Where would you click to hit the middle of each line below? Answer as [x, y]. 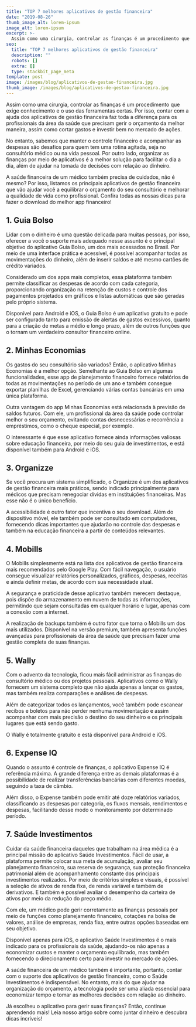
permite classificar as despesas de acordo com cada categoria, [83, 283]
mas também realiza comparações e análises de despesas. [77, 693]
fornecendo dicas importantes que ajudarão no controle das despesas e [93, 525]
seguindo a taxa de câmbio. [39, 785]
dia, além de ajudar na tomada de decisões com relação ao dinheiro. [88, 165]
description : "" [31, 55]
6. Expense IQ [32, 753]
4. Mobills [24, 549]
